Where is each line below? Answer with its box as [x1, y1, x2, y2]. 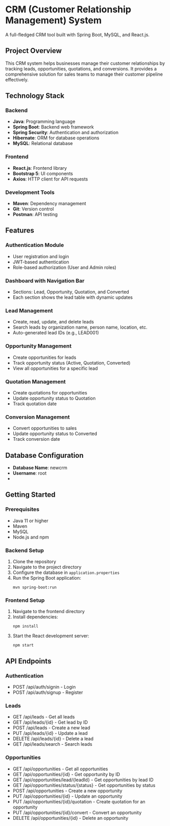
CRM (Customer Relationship [5, 4, 132, 15]
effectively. [5, 76, 29, 83]
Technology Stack [5, 92, 65, 100]
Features [5, 226, 34, 235]
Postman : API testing [12, 211, 58, 218]
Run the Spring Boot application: [12, 575, 81, 581]
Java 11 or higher [12, 517, 49, 524]
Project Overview [5, 46, 62, 55]
